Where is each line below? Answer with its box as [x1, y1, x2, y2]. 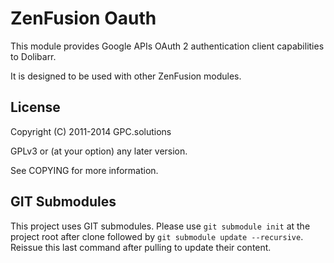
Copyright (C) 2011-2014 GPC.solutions [10, 125, 172, 137]
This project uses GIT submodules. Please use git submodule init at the [10, 220, 311, 232]
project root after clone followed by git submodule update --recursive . [10, 230, 304, 242]
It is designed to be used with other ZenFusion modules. [10, 70, 242, 82]
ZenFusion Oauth [10, 7, 157, 30]
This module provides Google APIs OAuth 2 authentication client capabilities [10, 40, 325, 52]
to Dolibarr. [10, 50, 57, 62]
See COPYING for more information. [10, 164, 159, 176]
